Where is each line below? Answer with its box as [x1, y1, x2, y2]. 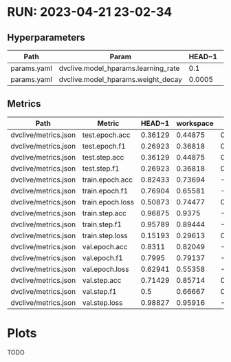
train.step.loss [82, 231, 129, 240]
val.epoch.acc [82, 242, 129, 251]
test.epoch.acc [82, 130, 131, 140]
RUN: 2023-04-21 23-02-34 [7, 4, 173, 20]
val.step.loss [82, 297, 123, 307]
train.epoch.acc [82, 175, 133, 184]
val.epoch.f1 [82, 253, 124, 262]
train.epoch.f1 [82, 186, 129, 195]
